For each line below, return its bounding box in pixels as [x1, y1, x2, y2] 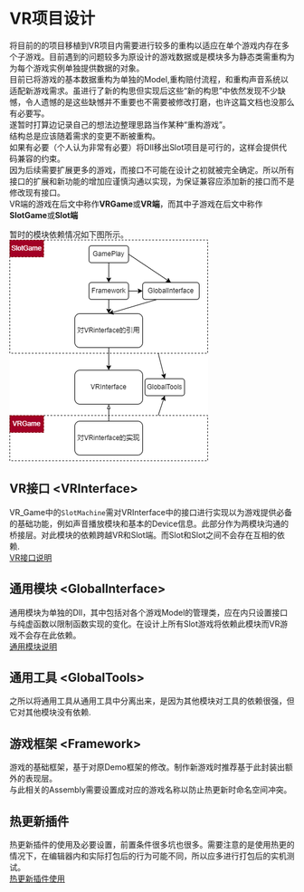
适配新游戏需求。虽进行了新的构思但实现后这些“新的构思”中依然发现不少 [9, 85, 279, 96]
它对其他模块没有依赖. [9, 707, 92, 718]
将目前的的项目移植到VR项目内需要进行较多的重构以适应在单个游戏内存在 [9, 40, 282, 51]
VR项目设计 [9, 8, 96, 29]
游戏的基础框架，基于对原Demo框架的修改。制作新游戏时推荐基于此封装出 [9, 762, 285, 772]
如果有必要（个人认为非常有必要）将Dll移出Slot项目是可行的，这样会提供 [9, 141, 280, 152]
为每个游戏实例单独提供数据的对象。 [9, 62, 145, 73]
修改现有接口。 [9, 187, 65, 197]
